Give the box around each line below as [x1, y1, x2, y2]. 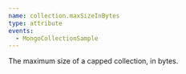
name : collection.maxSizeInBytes [8, 11, 120, 20]
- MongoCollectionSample [15, 34, 99, 43]
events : [8, 27, 34, 35]
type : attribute [8, 19, 63, 27]
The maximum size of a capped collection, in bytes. [8, 56, 179, 66]
